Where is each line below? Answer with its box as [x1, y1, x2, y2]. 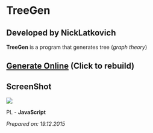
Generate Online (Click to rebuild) [6, 61, 134, 71]
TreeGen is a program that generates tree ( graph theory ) [6, 43, 148, 51]
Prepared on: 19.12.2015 [6, 120, 65, 128]
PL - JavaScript [6, 109, 46, 116]
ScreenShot [6, 81, 52, 91]
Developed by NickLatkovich [6, 28, 116, 38]
